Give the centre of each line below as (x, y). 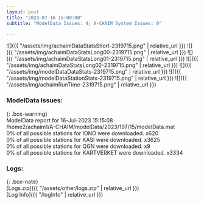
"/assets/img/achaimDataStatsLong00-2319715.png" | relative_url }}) (100, 52)
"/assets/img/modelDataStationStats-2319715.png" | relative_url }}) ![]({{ (97, 78)
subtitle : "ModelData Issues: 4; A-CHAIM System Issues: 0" (84, 23)
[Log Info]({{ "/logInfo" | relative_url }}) (55, 194)
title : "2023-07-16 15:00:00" (45, 18)
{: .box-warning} (27, 114)
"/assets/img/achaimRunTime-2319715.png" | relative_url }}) (81, 85)
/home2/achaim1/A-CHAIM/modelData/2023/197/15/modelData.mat (91, 127)
